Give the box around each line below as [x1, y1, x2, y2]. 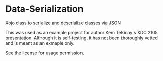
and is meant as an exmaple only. [5, 40, 75, 46]
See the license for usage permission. [5, 50, 85, 56]
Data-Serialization [5, 3, 84, 15]
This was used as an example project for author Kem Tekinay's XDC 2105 [5, 29, 158, 35]
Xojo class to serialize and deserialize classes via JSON [5, 20, 121, 26]
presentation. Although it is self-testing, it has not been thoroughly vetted [5, 35, 158, 41]
